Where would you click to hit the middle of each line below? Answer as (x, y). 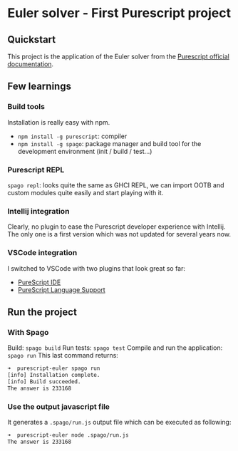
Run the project (42, 312)
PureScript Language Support (61, 289)
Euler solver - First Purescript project (119, 13)
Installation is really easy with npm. (59, 122)
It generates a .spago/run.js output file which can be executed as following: (119, 423)
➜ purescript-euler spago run (54, 368)
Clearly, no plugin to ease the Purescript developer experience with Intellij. (117, 227)
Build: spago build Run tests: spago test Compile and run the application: (115, 348)
